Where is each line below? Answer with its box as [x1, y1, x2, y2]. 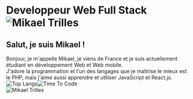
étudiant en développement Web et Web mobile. [6, 61, 123, 68]
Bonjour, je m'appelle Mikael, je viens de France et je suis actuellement [6, 55, 178, 62]
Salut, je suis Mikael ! [6, 39, 85, 49]
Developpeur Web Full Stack [6, 4, 147, 17]
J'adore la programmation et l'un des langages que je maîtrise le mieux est [6, 68, 187, 74]
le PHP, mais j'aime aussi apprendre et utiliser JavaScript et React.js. [6, 74, 172, 81]
